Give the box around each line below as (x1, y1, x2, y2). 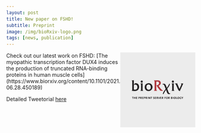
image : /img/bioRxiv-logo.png (6, 29, 82, 35)
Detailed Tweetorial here (6, 96, 67, 103)
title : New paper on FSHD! (6, 16, 74, 22)
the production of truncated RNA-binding (6, 65, 108, 72)
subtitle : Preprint (6, 22, 55, 28)
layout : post (6, 10, 39, 16)
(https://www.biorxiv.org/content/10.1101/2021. (6, 78, 121, 85)
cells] (71, 71, 85, 78)
